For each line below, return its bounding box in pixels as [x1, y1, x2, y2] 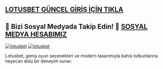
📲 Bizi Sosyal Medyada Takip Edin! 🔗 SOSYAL [5, 22, 148, 31]
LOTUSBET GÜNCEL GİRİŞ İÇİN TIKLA [5, 5, 124, 14]
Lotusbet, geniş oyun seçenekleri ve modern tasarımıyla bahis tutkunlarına [5, 53, 158, 59]
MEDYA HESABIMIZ [5, 30, 67, 38]
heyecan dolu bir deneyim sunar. [5, 58, 72, 64]
